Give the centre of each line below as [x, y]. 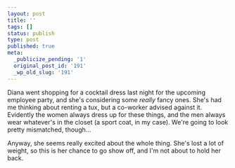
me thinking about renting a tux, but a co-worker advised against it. [105, 107]
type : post [23, 40]
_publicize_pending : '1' [50, 59]
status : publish [31, 33]
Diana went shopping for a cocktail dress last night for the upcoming [107, 92]
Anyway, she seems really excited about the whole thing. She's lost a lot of [115, 143]
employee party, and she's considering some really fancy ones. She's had [114, 99]
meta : [15, 53]
